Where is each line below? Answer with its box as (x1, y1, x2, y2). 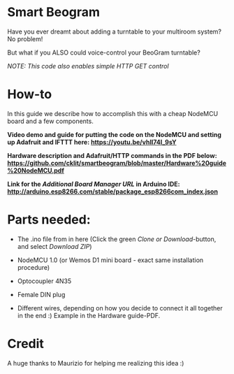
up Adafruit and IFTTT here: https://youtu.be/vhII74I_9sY (7, 138, 177, 146)
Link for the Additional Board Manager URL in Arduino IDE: (7, 180, 180, 188)
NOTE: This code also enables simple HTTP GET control (7, 62, 169, 70)
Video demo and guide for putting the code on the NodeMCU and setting (7, 130, 222, 138)
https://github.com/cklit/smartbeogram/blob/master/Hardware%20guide (7, 159, 227, 167)
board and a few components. (7, 117, 94, 125)
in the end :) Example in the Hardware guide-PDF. (17, 311, 161, 319)
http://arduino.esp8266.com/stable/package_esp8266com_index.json (7, 187, 219, 196)
